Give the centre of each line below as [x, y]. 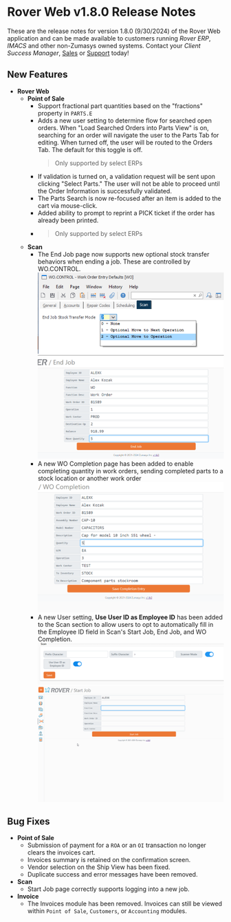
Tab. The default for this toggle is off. [90, 149]
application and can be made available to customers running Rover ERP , [109, 38]
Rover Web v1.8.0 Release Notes [101, 12]
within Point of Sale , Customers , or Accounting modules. [107, 911]
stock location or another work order [90, 478]
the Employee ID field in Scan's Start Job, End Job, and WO [122, 632]
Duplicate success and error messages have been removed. [112, 875]
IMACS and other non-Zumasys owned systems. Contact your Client [104, 45]
